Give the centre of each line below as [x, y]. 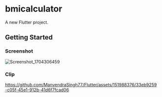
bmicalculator [34, 9]
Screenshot [19, 51]
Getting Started [29, 37]
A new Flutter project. [27, 22]
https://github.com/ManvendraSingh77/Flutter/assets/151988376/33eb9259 [81, 84]
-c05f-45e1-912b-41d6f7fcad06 [37, 90]
